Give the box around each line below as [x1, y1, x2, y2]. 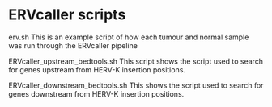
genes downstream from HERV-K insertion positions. [8, 88, 185, 98]
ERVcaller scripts [8, 6, 126, 24]
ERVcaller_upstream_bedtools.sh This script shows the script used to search [8, 56, 264, 66]
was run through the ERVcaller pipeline [8, 40, 138, 50]
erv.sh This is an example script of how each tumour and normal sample [8, 32, 249, 42]
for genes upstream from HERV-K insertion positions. [8, 64, 186, 74]
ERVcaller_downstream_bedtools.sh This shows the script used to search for [8, 80, 264, 90]
